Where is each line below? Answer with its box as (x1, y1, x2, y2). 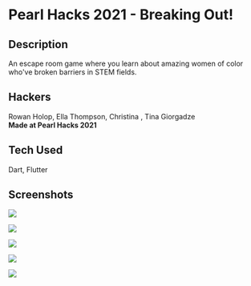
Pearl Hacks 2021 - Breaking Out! (8, 6, 234, 24)
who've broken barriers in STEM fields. (8, 67, 137, 77)
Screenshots (8, 188, 74, 202)
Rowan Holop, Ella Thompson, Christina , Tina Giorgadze (8, 111, 196, 121)
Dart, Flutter (8, 164, 48, 174)
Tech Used (8, 143, 63, 157)
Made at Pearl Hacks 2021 (8, 120, 98, 130)
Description (8, 38, 68, 51)
